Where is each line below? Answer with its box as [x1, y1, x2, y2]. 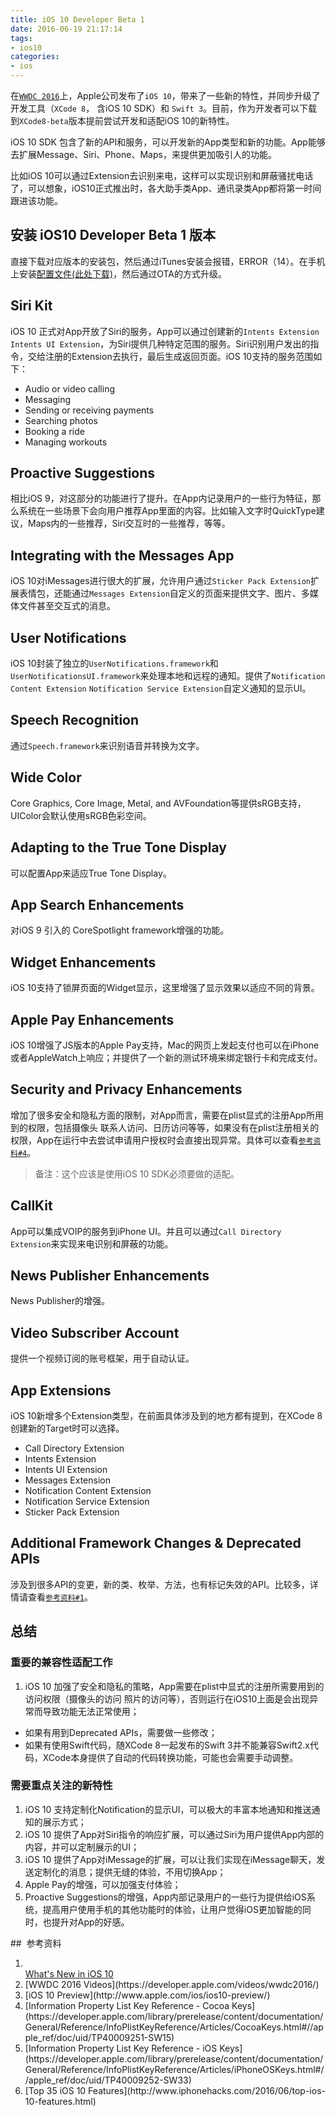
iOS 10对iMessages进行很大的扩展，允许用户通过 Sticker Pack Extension [10, 575, 312, 587]
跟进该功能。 [10, 195, 63, 206]
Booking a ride [24, 425, 85, 437]
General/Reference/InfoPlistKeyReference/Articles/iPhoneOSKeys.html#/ [24, 2063, 325, 2075]
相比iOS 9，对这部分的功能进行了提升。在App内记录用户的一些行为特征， [10, 492, 313, 505]
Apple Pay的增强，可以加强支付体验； [24, 1878, 182, 1890]
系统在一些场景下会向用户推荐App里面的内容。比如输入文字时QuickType [18, 505, 317, 517]
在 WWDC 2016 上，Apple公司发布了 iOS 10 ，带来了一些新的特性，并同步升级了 [10, 90, 321, 101]
